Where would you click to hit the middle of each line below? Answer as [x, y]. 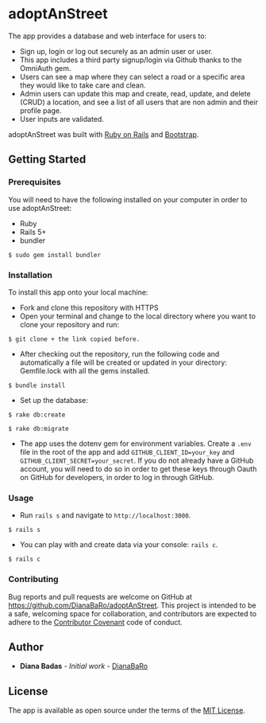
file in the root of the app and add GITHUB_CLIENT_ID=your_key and [127, 451]
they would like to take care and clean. [83, 85]
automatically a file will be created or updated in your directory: [123, 362]
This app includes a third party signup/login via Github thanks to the [131, 60]
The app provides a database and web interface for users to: [108, 36]
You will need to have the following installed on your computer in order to [128, 199]
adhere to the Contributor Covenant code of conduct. [95, 622]
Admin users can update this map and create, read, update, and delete [135, 93]
